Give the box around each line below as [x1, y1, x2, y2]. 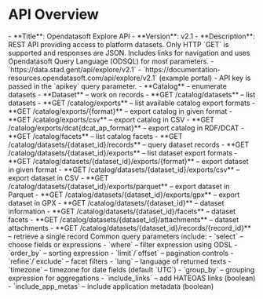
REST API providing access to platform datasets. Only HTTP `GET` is [8, 39, 229, 49]
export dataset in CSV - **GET [8, 173, 109, 182]
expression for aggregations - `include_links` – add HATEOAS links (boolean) [8, 273, 256, 283]
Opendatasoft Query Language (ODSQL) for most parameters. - [8, 57, 214, 66]
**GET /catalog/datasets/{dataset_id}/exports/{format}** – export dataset [8, 156, 249, 166]
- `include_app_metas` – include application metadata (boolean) [8, 281, 214, 291]
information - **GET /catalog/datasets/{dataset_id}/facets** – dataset [8, 206, 236, 216]
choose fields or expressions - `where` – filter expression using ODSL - [8, 239, 238, 249]
